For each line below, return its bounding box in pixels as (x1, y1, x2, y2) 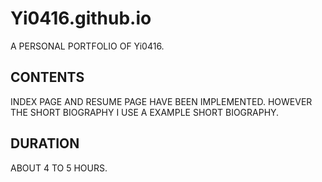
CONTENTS (10, 69, 85, 86)
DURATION (10, 135, 80, 152)
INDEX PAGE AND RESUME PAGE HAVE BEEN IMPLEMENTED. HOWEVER (10, 95, 313, 107)
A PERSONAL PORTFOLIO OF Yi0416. (10, 40, 165, 52)
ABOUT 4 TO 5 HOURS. (10, 162, 108, 174)
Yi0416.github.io (10, 7, 152, 30)
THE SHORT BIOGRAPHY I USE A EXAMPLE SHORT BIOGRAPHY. (10, 106, 280, 118)
